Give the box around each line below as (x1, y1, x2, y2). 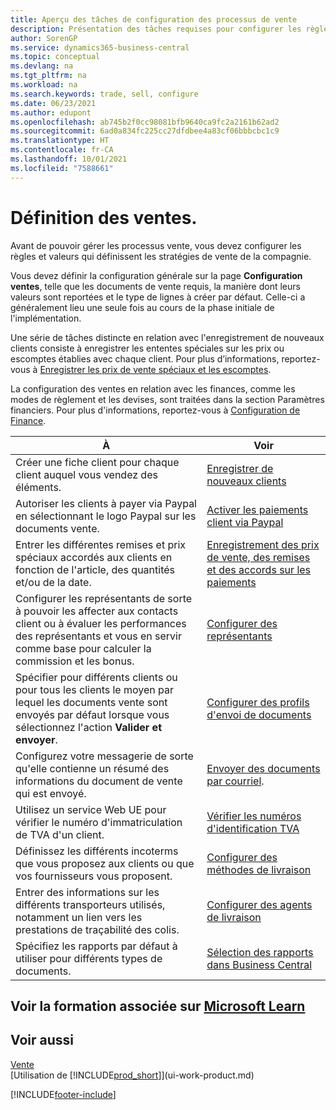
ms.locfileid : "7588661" (10, 163, 114, 173)
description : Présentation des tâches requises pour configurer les (10, 24, 302, 34)
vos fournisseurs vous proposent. (15, 869, 173, 883)
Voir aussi (10, 1032, 74, 1049)
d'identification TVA (206, 821, 300, 835)
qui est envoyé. (15, 786, 87, 800)
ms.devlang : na (10, 61, 74, 71)
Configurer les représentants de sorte (15, 591, 193, 605)
